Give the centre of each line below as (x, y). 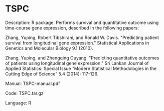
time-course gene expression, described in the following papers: (72, 27)
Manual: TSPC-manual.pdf (33, 83)
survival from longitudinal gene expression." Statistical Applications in (77, 42)
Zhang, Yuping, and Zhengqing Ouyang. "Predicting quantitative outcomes (82, 57)
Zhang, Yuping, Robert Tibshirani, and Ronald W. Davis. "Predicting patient (82, 37)
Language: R (18, 102)
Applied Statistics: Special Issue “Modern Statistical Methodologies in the (81, 68)
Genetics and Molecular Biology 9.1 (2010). (49, 48)
